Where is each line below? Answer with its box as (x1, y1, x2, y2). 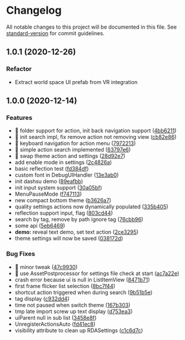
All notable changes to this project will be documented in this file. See (6, 23, 177, 30)
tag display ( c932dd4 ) (14, 295, 70, 302)
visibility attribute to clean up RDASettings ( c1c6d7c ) (14, 326, 143, 334)
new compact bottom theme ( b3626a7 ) (14, 197, 112, 204)
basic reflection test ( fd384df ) (14, 165, 89, 172)
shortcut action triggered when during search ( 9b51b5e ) (14, 289, 153, 296)
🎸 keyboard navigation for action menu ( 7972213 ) (14, 140, 136, 147)
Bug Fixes (6, 250, 36, 258)
